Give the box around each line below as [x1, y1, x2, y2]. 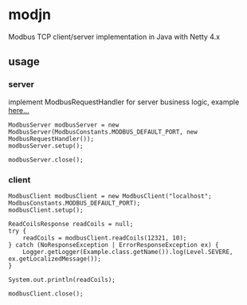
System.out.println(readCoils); [8, 276, 116, 283]
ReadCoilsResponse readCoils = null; [8, 220, 134, 228]
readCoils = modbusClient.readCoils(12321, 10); [22, 233, 187, 242]
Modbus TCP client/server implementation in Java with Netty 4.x [8, 32, 221, 41]
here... [8, 105, 29, 115]
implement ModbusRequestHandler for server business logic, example [8, 97, 240, 107]
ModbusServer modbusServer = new [8, 121, 120, 129]
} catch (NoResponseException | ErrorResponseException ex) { [8, 240, 219, 248]
